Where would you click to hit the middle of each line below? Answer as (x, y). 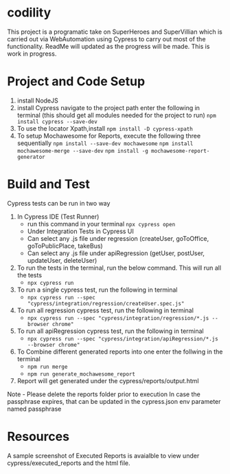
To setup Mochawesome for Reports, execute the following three (109, 136)
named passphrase (34, 409)
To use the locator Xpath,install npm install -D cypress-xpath (105, 128)
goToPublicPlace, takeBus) (65, 246)
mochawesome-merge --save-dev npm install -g (83, 151)
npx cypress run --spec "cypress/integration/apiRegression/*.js (123, 338)
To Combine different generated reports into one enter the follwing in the (120, 352)
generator (31, 157)
